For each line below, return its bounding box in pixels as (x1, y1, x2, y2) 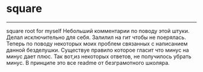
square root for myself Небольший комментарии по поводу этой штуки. (6, 27, 190, 34)
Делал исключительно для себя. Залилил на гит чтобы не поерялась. (6, 34, 186, 41)
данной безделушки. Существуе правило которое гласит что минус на (6, 46, 189, 53)
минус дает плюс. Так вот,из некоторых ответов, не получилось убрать (6, 53, 192, 60)
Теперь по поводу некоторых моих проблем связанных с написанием (6, 40, 188, 47)
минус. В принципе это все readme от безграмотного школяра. (6, 59, 170, 66)
